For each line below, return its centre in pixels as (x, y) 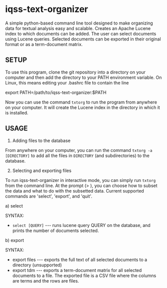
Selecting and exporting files (42, 170)
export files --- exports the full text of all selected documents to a (80, 259)
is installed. (17, 112)
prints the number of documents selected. (56, 230)
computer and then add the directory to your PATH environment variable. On (83, 77)
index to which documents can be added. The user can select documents (81, 33)
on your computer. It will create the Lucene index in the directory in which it (83, 107)
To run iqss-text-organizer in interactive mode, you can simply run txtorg (81, 180)
